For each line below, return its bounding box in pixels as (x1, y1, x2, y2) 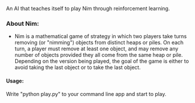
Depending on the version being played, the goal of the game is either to (14, 58, 189, 65)
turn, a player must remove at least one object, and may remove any (14, 45, 179, 52)
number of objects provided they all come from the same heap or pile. (14, 51, 183, 59)
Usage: (6, 77, 25, 84)
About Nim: (6, 19, 39, 28)
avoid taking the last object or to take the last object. (14, 64, 141, 71)
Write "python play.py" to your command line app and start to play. (6, 90, 166, 97)
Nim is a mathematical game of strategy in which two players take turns (14, 33, 187, 40)
